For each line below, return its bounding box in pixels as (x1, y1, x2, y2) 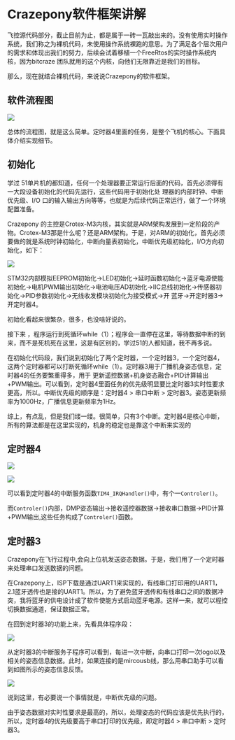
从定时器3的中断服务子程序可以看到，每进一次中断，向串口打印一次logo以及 (7, 648, 226, 656)
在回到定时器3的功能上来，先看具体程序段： (7, 620, 134, 628)
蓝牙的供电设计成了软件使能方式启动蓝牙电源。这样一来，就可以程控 (31, 596, 228, 605)
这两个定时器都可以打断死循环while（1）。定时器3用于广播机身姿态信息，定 (7, 362, 222, 371)
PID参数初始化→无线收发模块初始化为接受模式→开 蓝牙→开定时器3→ (25, 291, 224, 299)
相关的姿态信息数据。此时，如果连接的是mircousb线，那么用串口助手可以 (7, 657, 218, 665)
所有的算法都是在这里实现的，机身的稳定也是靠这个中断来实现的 (7, 420, 191, 429)
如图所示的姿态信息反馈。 (13, 665, 87, 674)
